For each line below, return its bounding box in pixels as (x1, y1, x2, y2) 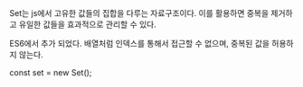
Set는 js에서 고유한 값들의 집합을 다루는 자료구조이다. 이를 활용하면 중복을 (9, 8, 270, 18)
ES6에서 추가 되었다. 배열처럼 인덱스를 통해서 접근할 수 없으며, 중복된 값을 (9, 39, 270, 48)
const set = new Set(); (9, 67, 92, 78)
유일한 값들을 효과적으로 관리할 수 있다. (18, 19, 156, 30)
